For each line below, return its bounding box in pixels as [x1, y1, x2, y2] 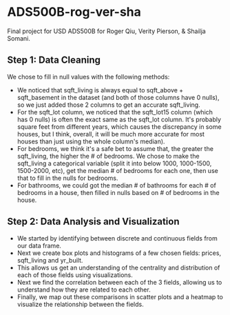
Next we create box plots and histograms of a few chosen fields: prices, [17, 249, 222, 257]
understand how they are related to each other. [17, 285, 151, 294]
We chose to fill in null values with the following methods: [7, 72, 170, 81]
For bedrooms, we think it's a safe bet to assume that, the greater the [17, 144, 213, 152]
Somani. [7, 34, 31, 42]
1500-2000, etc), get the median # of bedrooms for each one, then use [17, 166, 218, 174]
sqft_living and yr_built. [17, 256, 83, 264]
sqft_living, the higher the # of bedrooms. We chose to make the [17, 152, 200, 160]
